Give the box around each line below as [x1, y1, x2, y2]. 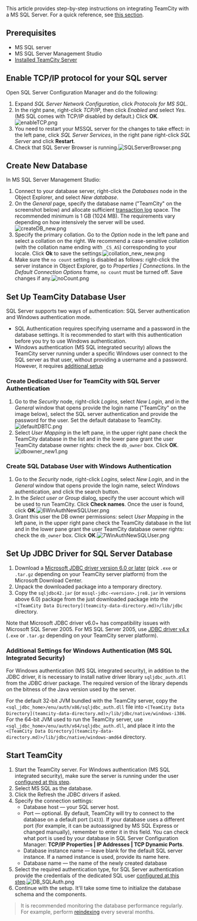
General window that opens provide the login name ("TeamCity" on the [14, 404, 186, 411]
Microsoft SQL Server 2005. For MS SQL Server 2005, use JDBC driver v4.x [6, 625, 189, 632]
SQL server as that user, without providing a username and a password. [14, 356, 188, 363]
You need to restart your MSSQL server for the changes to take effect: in [14, 125, 190, 132]
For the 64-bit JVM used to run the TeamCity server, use [6, 716, 143, 723]
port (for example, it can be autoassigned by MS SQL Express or [23, 822, 179, 829]
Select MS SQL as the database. [14, 784, 93, 791]
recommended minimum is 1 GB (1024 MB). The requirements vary [14, 212, 175, 219]
